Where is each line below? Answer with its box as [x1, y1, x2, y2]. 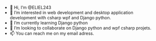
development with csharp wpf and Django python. [9, 15, 111, 20]
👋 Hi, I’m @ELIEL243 [9, 5, 52, 10]
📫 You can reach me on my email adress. [9, 30, 94, 36]
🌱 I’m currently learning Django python [9, 20, 88, 26]
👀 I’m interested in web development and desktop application [9, 10, 133, 15]
